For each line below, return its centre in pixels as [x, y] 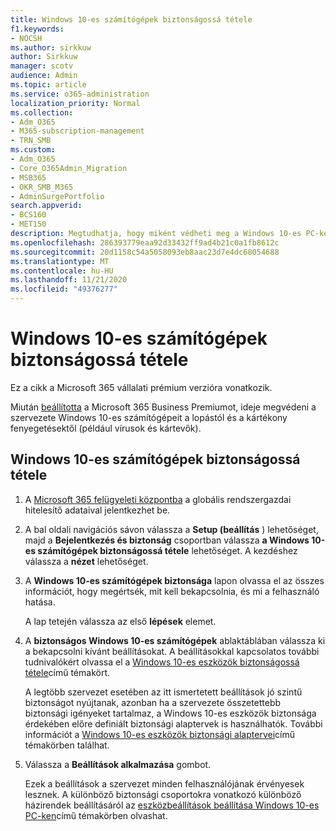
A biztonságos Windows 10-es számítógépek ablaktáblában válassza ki [175, 640]
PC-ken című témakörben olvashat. [96, 815]
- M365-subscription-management [77, 131]
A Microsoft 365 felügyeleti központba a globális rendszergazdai [158, 499]
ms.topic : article [48, 85]
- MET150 [28, 224]
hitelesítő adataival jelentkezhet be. [97, 510]
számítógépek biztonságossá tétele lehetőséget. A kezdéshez [167, 550]
